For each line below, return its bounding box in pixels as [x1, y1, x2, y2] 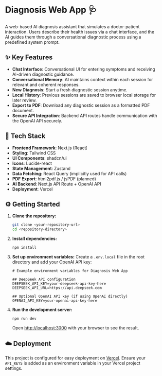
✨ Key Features [5, 53, 53, 62]
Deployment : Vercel [12, 186, 53, 192]
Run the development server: [12, 307, 73, 312]
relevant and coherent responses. [12, 82, 80, 87]
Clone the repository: [12, 213, 56, 219]
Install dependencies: [12, 236, 57, 241]
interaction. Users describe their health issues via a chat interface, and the [5, 29, 155, 34]
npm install [12, 245, 36, 250]
